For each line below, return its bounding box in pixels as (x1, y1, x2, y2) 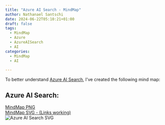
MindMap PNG (5, 104, 35, 110)
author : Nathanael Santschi (5, 12, 64, 17)
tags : (5, 26, 16, 31)
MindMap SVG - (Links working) (5, 109, 71, 115)
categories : (5, 49, 30, 54)
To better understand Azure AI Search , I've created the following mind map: (5, 77, 161, 83)
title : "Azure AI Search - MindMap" (5, 7, 81, 12)
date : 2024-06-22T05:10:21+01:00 (5, 16, 75, 21)
